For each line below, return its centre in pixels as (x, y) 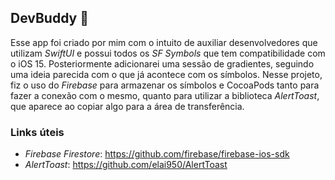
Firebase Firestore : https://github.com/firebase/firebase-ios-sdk (157, 154)
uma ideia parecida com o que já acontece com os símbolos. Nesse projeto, (166, 74)
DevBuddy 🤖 (49, 18)
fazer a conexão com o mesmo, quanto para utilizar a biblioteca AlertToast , (165, 95)
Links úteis (37, 132)
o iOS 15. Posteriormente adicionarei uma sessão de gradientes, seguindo (162, 63)
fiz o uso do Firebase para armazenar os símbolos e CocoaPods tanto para (165, 85)
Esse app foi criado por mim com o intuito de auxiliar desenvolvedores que (164, 42)
